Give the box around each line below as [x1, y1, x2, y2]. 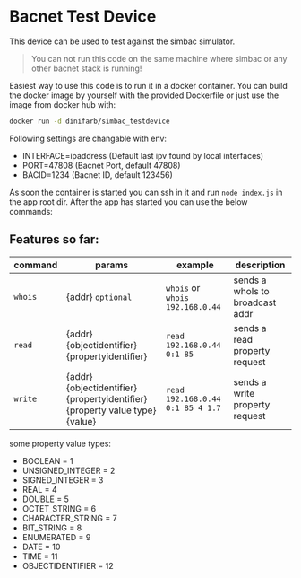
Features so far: [9, 232, 99, 248]
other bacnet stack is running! [30, 63, 142, 74]
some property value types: [9, 438, 112, 449]
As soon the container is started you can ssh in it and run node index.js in [9, 187, 283, 197]
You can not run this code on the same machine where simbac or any [30, 53, 288, 64]
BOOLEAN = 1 [21, 455, 73, 466]
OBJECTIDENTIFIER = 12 [21, 560, 114, 571]
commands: [9, 206, 54, 216]
